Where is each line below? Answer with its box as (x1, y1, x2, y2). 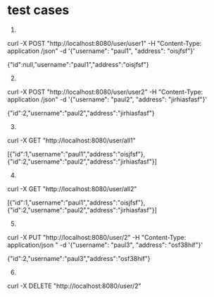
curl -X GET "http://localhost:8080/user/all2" (7, 184, 137, 193)
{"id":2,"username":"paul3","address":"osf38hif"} (7, 254, 151, 262)
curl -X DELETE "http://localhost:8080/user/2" (7, 281, 142, 290)
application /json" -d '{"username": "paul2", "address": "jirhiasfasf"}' (7, 95, 208, 104)
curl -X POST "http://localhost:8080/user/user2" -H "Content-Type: (7, 87, 203, 96)
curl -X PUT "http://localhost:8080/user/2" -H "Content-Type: (7, 233, 187, 241)
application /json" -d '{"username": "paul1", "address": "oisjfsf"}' (7, 47, 195, 55)
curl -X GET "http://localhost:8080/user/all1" (7, 136, 136, 145)
